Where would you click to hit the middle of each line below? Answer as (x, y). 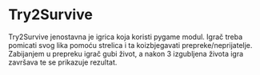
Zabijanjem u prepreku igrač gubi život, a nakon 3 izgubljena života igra (126, 53)
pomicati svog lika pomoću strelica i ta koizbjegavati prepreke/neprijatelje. (130, 45)
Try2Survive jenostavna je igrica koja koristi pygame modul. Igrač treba (126, 37)
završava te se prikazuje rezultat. (63, 62)
